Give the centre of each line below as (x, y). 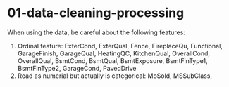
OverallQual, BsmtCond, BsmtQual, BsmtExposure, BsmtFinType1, (112, 60)
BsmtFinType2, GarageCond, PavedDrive (77, 68)
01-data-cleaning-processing (96, 13)
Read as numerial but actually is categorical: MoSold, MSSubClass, (115, 76)
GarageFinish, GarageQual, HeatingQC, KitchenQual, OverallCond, (113, 53)
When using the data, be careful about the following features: (96, 32)
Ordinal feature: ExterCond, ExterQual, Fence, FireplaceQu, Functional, (120, 46)
